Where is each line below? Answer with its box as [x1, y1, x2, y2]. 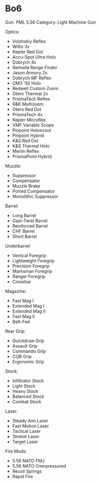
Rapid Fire [12, 473, 33, 479]
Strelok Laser [12, 433, 39, 439]
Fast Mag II [12, 313, 35, 319]
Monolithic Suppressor [12, 193, 59, 199]
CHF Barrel [12, 228, 35, 234]
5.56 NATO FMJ [12, 457, 45, 463]
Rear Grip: [5, 328, 26, 334]
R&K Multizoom [12, 101, 44, 107]
